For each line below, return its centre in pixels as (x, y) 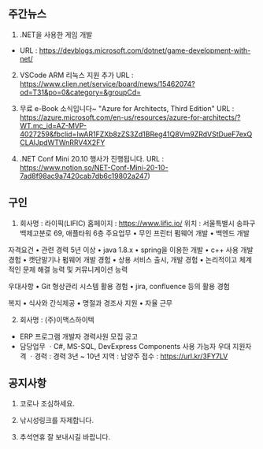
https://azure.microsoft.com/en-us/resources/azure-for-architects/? (130, 117)
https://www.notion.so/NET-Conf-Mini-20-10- (94, 167)
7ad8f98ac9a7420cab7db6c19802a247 (83, 176)
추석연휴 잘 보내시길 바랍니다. (65, 437)
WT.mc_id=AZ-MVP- (53, 125)
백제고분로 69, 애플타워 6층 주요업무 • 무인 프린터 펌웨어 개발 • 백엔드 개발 (135, 233)
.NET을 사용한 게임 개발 (56, 35)
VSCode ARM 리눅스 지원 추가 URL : (76, 75)
